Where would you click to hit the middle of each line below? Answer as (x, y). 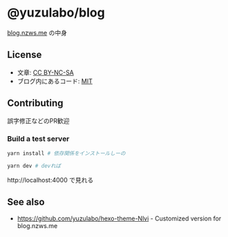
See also (26, 202)
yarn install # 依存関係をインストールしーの (66, 153)
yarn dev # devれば (34, 166)
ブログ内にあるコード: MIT (55, 81)
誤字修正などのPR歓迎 (38, 121)
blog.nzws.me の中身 (37, 32)
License (25, 55)
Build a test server (38, 139)
